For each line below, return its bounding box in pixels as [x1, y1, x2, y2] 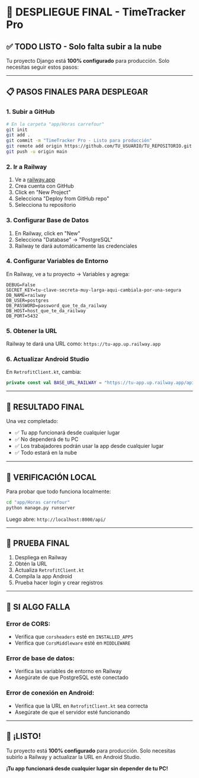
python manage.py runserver [6, 505, 76, 511]
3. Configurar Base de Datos [6, 216, 89, 225]
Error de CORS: [6, 619, 51, 627]
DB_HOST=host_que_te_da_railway [6, 308, 86, 313]
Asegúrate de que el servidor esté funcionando [14, 708, 130, 716]
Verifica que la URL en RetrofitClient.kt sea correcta [14, 702, 148, 709]
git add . [6, 132, 31, 138]
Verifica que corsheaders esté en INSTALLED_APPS [14, 633, 133, 641]
